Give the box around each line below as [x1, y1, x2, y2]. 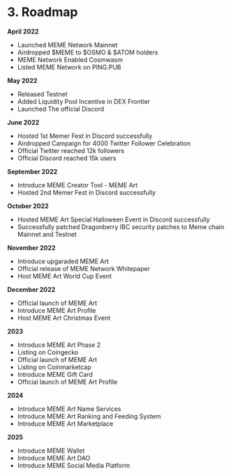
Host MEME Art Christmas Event [17, 313, 110, 322]
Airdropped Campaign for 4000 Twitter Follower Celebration [17, 139, 191, 147]
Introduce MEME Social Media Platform [17, 461, 131, 469]
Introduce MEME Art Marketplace [17, 419, 114, 428]
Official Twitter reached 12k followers [17, 146, 124, 155]
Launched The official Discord [17, 104, 105, 113]
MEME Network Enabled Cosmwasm [17, 55, 124, 63]
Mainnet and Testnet [17, 230, 77, 238]
